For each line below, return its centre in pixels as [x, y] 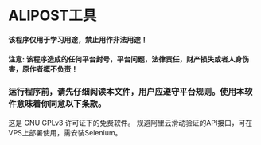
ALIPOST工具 [53, 16]
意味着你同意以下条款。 [61, 104]
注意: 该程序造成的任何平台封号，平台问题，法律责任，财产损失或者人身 [125, 59]
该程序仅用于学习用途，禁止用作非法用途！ [78, 39]
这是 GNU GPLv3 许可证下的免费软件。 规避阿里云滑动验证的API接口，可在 [130, 123]
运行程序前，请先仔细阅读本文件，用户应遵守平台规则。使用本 [127, 92]
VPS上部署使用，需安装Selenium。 [65, 132]
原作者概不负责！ [50, 69]
